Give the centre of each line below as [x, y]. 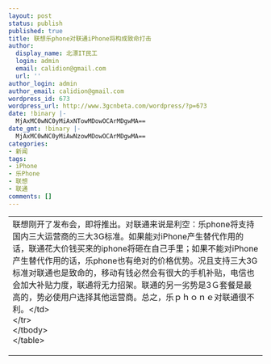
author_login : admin [43, 83]
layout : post [30, 16]
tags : [17, 159]
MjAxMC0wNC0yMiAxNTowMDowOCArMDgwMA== [81, 121]
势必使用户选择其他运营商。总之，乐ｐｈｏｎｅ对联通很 [142, 297]
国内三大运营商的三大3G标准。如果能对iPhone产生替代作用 [124, 236]
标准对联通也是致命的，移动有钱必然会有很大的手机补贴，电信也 [134, 273]
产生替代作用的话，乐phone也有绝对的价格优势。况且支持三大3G [135, 260]
